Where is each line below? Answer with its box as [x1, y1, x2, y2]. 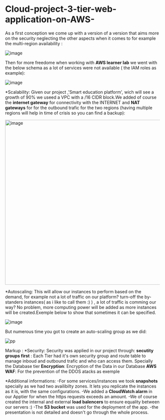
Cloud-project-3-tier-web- [5, 3, 117, 15]
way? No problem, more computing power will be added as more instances [5, 304, 157, 310]
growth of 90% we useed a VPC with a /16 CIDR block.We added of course [5, 94, 157, 100]
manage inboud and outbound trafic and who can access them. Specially [5, 358, 153, 364]
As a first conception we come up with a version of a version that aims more [5, 30, 159, 36]
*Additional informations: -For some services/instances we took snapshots [5, 378, 158, 384]
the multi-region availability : [5, 40, 63, 46]
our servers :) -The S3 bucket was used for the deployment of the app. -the [5, 404, 159, 410]
